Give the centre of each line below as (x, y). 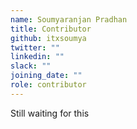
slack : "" (31, 66)
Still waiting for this (50, 113)
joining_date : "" (46, 76)
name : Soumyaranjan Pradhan (69, 19)
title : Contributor (51, 29)
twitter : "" (35, 47)
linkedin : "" (37, 57)
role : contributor (48, 85)
